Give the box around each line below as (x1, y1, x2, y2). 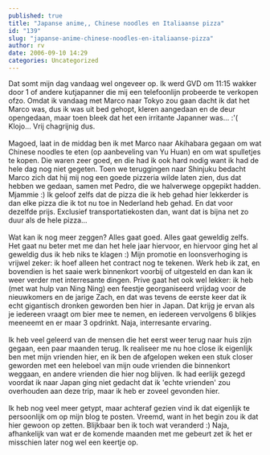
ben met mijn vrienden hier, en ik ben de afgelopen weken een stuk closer (8, 351, 253, 362)
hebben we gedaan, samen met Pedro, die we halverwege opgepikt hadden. (8, 181, 261, 191)
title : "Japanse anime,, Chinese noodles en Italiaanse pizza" (8, 19, 225, 27)
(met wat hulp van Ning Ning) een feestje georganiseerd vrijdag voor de (8, 283, 247, 293)
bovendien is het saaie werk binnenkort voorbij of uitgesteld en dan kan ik (8, 266, 253, 276)
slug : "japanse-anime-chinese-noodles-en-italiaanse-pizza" (8, 34, 215, 43)
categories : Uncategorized (8, 57, 99, 65)
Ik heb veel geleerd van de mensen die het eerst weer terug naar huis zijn (8, 334, 252, 344)
